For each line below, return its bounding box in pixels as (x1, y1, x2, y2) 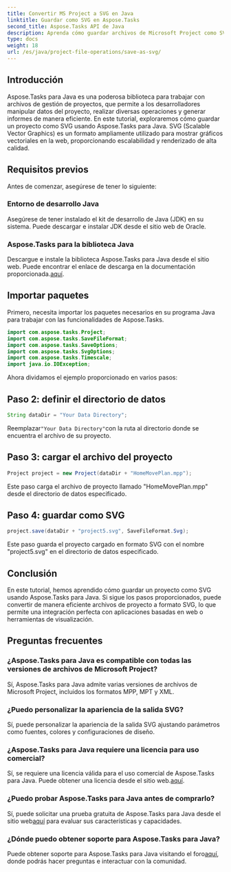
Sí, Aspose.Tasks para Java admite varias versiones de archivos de (7, 680, 198, 688)
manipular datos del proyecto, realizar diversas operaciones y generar (7, 107, 206, 115)
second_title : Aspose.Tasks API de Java (7, 23, 125, 30)
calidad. (7, 143, 30, 152)
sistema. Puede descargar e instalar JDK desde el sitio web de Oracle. (7, 222, 206, 230)
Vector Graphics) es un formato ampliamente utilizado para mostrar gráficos (7, 129, 223, 137)
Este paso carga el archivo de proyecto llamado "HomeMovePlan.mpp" (7, 482, 208, 490)
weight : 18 (7, 42, 38, 49)
